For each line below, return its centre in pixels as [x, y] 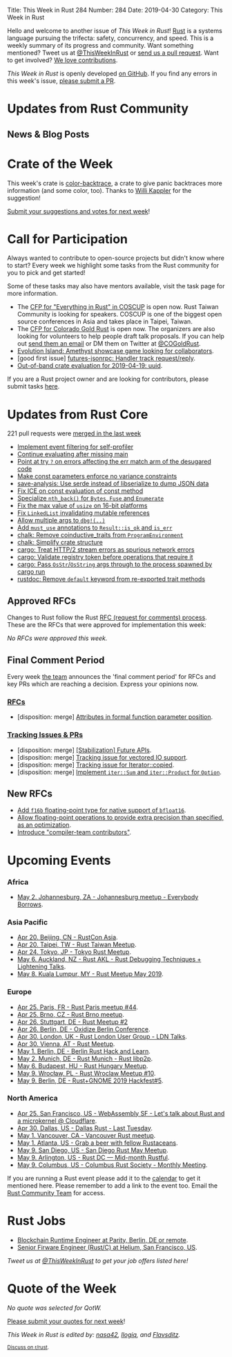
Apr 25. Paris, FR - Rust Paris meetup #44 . [77, 1007]
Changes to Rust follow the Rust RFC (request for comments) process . [107, 617]
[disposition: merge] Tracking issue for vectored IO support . [102, 757]
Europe [20, 992]
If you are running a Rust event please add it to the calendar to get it [104, 1178]
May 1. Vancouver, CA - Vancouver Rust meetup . [86, 1135]
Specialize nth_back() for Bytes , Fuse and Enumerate [90, 498]
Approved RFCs [42, 601]
